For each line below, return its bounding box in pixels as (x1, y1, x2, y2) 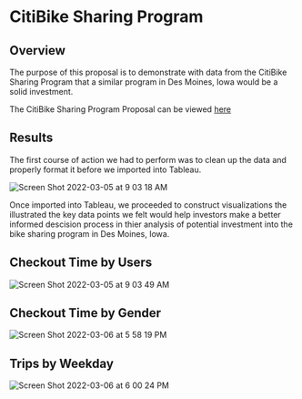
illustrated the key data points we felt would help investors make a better (9, 209, 282, 220)
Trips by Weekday (9, 355, 114, 371)
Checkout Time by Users (9, 255, 153, 271)
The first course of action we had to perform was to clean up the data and (9, 154, 287, 165)
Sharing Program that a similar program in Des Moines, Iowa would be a (9, 77, 278, 87)
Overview (9, 43, 66, 58)
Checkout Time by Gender (9, 305, 162, 321)
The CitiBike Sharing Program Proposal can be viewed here (9, 104, 232, 115)
